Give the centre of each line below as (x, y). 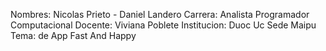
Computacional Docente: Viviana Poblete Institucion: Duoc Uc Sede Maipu (163, 25)
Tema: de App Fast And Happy (73, 35)
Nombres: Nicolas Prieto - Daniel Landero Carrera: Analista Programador (160, 14)
